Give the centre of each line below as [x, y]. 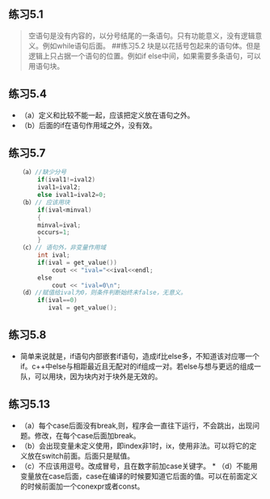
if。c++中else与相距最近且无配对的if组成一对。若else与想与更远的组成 [137, 366]
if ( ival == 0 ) [58, 301]
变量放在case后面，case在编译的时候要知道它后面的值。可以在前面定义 [139, 476]
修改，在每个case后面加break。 [87, 435]
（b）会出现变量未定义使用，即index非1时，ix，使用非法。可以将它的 [135, 446]
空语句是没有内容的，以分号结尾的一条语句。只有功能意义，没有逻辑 [141, 36]
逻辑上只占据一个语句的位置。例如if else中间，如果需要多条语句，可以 [144, 56]
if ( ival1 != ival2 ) [66, 180]
